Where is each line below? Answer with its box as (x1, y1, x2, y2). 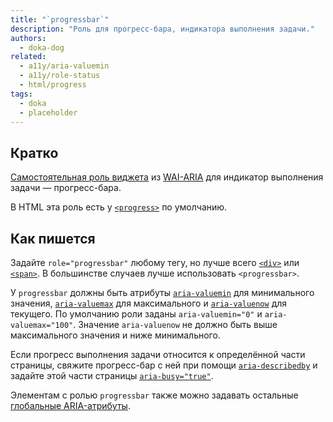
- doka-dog (19, 42, 65, 53)
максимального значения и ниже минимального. (10, 329, 221, 341)
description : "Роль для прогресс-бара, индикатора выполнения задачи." (10, 24, 315, 34)
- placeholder (19, 107, 78, 118)
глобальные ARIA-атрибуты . (10, 400, 131, 411)
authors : (10, 33, 47, 43)
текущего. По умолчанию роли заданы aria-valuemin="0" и (10, 308, 263, 320)
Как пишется (10, 230, 96, 247)
